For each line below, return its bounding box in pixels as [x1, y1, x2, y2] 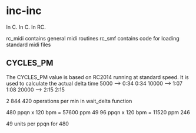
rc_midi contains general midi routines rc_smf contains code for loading [6, 35, 180, 42]
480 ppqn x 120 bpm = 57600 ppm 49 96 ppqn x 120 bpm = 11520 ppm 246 [6, 108, 190, 115]
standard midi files [6, 41, 51, 48]
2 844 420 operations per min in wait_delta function [6, 97, 132, 104]
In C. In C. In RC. [6, 23, 46, 30]
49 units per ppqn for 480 [6, 120, 69, 127]
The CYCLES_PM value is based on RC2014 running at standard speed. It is [6, 73, 190, 80]
